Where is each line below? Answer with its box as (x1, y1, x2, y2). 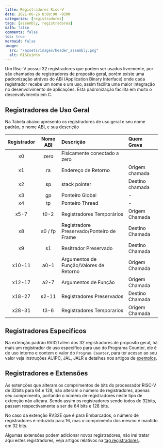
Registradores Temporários (61, 211, 124, 217)
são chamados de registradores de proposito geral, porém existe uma (5, 71, 145, 77)
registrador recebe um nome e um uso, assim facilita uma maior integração (5, 81, 155, 87)
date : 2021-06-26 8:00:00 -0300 (5, 12, 70, 17)
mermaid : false (5, 39, 36, 44)
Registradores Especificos (5, 327, 86, 335)
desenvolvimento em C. (5, 92, 52, 97)
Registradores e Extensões (5, 369, 88, 378)
